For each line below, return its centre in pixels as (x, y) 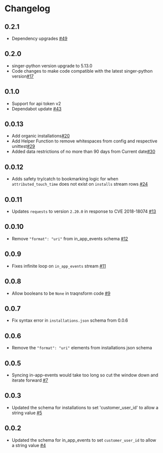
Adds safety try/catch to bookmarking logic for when (65, 179)
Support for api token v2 (36, 103)
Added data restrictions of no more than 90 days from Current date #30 (83, 152)
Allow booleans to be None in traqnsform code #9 (61, 293)
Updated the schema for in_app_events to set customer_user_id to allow (84, 440)
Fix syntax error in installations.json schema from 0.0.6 (70, 320)
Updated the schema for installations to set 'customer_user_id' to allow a (85, 407)
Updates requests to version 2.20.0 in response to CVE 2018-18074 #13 (84, 211)
